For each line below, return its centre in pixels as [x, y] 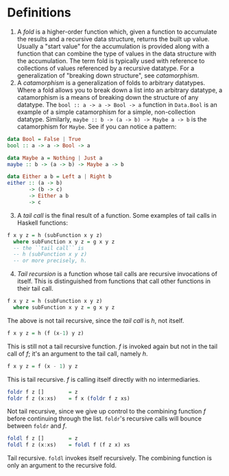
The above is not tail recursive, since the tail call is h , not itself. [96, 320]
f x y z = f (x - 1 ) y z [43, 366]
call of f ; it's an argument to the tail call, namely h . [78, 353]
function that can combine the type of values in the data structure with [117, 54]
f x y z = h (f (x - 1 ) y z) [46, 333]
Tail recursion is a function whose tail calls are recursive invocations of [117, 274]
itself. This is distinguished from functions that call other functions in [114, 281]
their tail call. [35, 288]
